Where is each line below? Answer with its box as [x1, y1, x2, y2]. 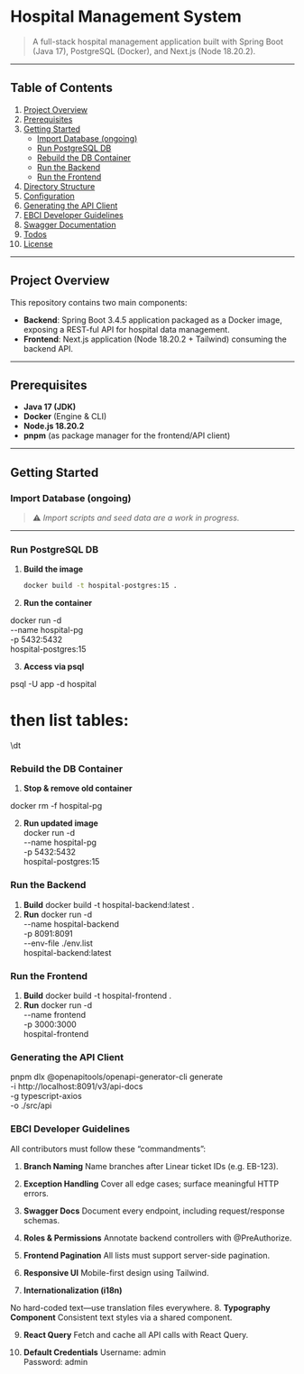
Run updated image [23, 818, 98, 829]
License [23, 238, 53, 249]
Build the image [23, 563, 84, 574]
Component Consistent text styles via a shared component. [10, 1312, 233, 1323]
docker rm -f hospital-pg [10, 801, 103, 811]
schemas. [23, 1214, 60, 1225]
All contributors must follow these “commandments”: [10, 1143, 207, 1154]
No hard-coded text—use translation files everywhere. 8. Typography [10, 1302, 271, 1313]
